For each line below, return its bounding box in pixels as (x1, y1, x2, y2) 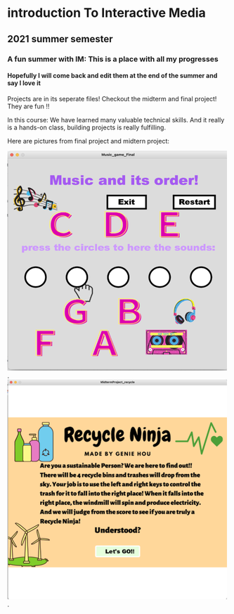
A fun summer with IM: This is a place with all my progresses (7, 54, 219, 64)
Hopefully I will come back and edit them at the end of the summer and (7, 72, 218, 80)
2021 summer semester (7, 33, 114, 45)
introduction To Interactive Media (7, 5, 206, 21)
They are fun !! (7, 102, 50, 110)
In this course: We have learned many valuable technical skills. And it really (7, 115, 225, 124)
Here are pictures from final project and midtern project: (7, 136, 170, 145)
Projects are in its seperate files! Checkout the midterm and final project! (7, 94, 217, 103)
